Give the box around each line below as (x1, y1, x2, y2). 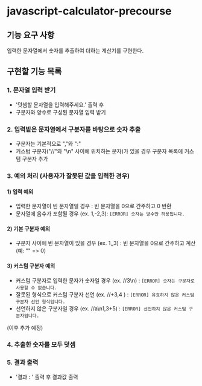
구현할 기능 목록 (7, 67, 62, 77)
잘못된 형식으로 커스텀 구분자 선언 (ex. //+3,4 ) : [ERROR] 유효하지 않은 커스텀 (15, 290, 195, 298)
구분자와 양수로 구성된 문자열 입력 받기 (15, 108, 106, 116)
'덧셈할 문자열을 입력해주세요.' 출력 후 (15, 101, 104, 108)
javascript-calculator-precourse (7, 4, 172, 18)
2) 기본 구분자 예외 (7, 225, 51, 232)
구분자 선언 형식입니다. (15, 298, 66, 305)
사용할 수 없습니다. (15, 284, 57, 291)
